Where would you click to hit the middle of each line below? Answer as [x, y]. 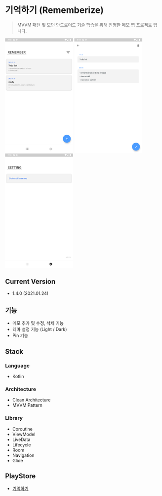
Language [18, 366]
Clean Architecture [31, 400]
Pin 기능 [20, 335]
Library [14, 418]
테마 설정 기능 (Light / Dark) [40, 330]
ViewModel [24, 434]
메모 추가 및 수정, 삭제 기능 [38, 323]
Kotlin [18, 376]
